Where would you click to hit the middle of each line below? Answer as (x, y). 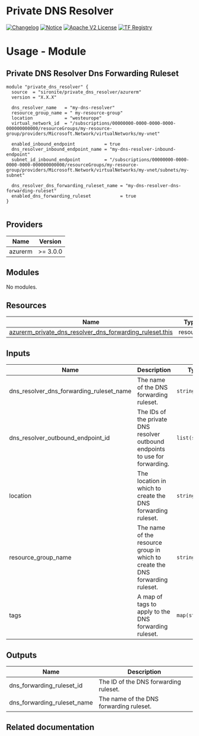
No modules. (22, 287)
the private (152, 419)
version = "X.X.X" (34, 97)
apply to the (154, 612)
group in (149, 550)
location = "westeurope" (57, 118)
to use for (150, 457)
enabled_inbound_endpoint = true (66, 144)
